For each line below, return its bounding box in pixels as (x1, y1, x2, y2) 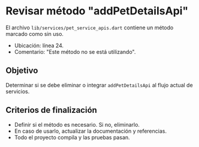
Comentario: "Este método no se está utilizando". (14, 48, 136, 55)
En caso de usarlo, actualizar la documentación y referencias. (14, 127, 167, 134)
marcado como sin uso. (5, 30, 64, 37)
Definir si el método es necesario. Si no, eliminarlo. (14, 121, 140, 128)
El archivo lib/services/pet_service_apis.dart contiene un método (5, 24, 174, 31)
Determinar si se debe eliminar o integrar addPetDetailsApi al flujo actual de (5, 81, 193, 88)
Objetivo (5, 66, 38, 76)
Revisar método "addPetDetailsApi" (5, 4, 189, 18)
